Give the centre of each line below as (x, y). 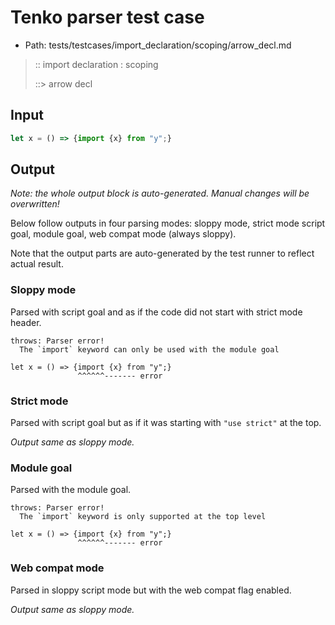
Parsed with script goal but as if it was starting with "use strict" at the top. (166, 423)
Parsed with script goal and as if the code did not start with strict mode (156, 312)
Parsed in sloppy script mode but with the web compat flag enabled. (151, 590)
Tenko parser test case (107, 17)
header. (26, 322)
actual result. (37, 264)
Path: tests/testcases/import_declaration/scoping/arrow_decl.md (158, 45)
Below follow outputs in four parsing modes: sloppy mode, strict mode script (168, 223)
